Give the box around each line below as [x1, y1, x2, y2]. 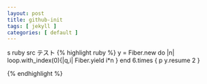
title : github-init [7, 16, 63, 23]
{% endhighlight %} [7, 70, 63, 78]
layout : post [7, 10, 45, 17]
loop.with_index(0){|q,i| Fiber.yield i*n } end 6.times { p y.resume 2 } [7, 56, 201, 65]
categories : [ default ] [7, 29, 78, 36]
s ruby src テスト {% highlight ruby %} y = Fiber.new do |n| [7, 48, 175, 57]
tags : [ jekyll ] [7, 23, 57, 29]
